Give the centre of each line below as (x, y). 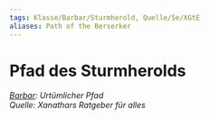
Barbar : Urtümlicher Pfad (57, 96)
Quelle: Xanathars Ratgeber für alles (78, 105)
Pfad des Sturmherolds (98, 71)
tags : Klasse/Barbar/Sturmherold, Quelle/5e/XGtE (105, 18)
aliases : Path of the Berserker (70, 26)
